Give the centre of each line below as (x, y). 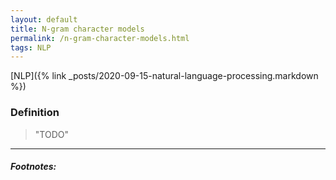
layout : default (44, 19)
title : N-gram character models (77, 29)
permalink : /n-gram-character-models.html (100, 38)
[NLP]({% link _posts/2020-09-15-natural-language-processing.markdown (164, 76)
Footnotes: (33, 167)
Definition (35, 113)
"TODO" (51, 134)
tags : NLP (31, 47)
